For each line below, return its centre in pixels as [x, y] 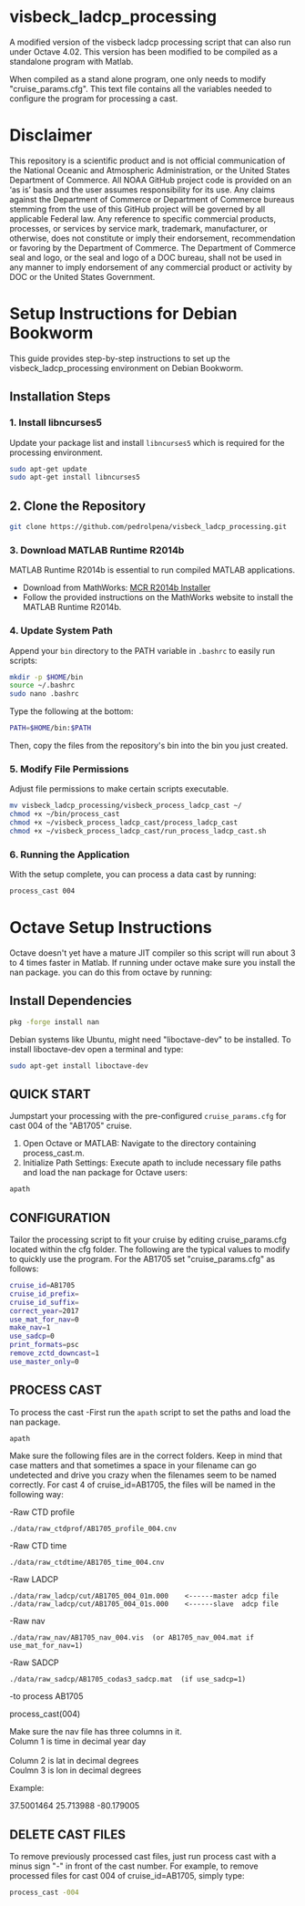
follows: [24, 1269]
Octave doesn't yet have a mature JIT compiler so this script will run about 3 [152, 953]
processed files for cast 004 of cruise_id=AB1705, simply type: [127, 1876]
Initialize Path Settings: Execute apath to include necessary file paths [152, 1163]
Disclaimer [51, 135]
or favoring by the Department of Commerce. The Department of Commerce [152, 247]
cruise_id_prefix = [44, 1294]
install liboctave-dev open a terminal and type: [97, 1049]
